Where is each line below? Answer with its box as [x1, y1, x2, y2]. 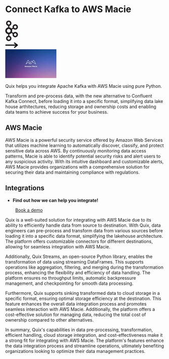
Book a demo [15, 207, 43, 213]
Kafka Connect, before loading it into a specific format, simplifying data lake [5, 98, 163, 104]
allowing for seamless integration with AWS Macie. [5, 243, 110, 249]
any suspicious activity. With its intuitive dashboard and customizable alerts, [5, 158, 164, 165]
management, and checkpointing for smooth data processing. [5, 280, 134, 286]
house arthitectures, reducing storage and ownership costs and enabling [5, 104, 156, 110]
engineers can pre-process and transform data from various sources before [5, 227, 163, 233]
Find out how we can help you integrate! [12, 197, 98, 203]
